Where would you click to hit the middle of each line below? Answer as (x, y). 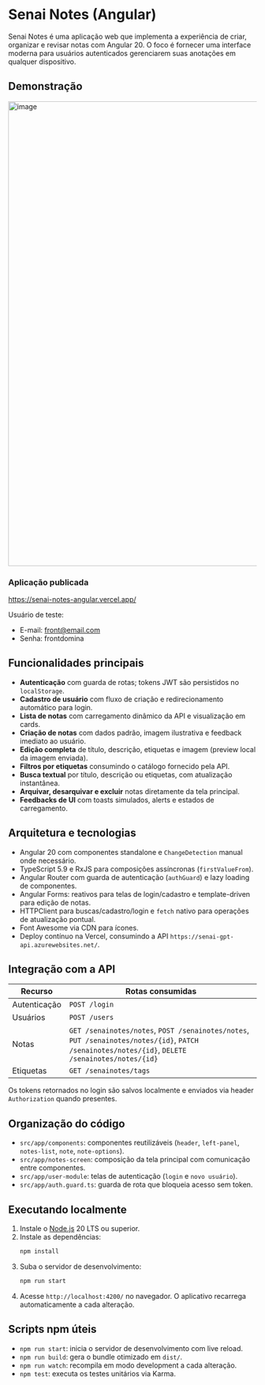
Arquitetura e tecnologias (72, 833)
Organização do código (67, 1123)
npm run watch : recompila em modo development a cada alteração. (128, 1365)
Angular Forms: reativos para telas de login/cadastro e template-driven (135, 894)
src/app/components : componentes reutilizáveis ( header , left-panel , (129, 1142)
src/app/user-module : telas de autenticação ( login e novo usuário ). (129, 1176)
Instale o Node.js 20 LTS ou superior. (80, 1229)
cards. (30, 724)
